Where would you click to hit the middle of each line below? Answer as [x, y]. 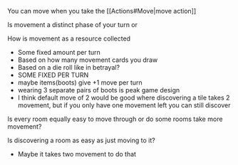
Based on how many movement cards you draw [88, 60]
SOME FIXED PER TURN [53, 75]
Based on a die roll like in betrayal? [68, 67]
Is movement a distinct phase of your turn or [72, 25]
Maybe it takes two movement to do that [77, 154]
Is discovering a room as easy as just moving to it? [81, 140]
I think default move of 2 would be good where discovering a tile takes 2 [124, 97]
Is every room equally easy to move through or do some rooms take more [115, 119]
